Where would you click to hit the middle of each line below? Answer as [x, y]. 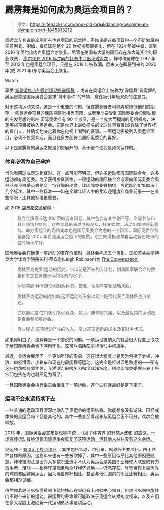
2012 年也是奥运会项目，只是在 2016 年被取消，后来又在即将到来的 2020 [83, 64]
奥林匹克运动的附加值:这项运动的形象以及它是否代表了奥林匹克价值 [84, 296]
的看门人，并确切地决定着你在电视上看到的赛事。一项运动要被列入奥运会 [78, 131]
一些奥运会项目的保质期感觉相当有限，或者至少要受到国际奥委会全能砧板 [83, 113]
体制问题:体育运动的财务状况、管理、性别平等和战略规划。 [75, 286]
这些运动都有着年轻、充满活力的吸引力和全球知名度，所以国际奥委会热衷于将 [82, 368]
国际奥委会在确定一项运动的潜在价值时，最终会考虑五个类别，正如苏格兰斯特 [82, 253]
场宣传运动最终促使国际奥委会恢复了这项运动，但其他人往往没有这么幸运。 [80, 439]
